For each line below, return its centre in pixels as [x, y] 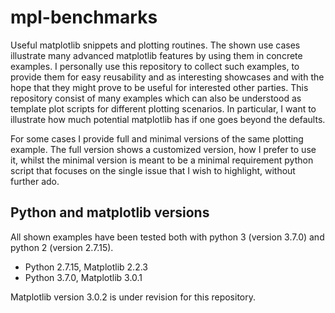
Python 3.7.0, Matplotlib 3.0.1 [83, 277]
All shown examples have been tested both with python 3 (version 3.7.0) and [167, 237]
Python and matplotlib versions [110, 212]
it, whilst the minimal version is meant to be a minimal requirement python [162, 160]
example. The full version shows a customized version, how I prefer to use [163, 149]
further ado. [35, 181]
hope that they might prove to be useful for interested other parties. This [159, 87]
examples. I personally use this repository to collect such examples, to [155, 66]
